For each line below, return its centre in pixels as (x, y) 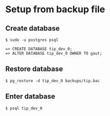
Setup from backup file (55, 9)
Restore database (34, 69)
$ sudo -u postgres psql (32, 40)
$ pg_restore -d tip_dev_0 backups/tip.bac (53, 81)
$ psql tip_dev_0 (24, 108)
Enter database (30, 96)
